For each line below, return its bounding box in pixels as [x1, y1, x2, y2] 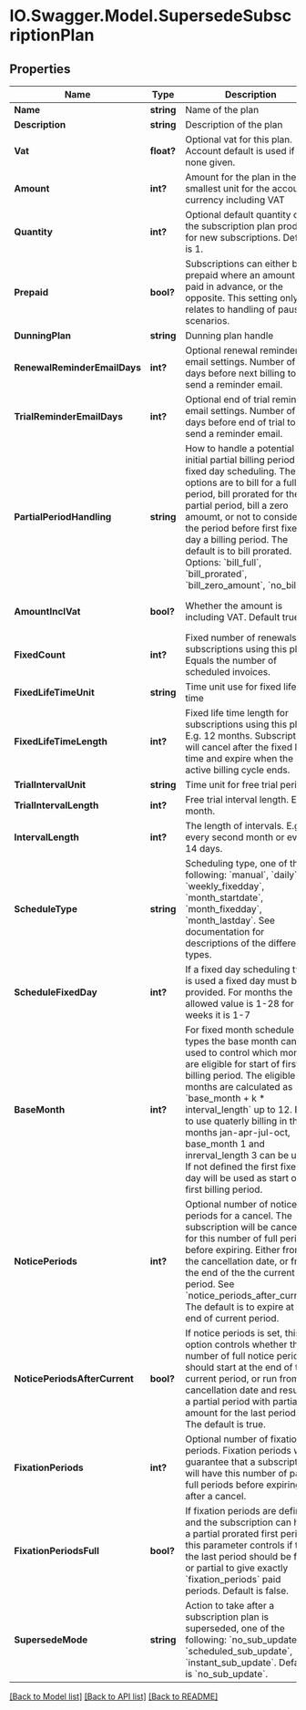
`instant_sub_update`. [185, 1656, 277, 1669]
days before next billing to [185, 367, 297, 379]
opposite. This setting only [185, 292, 299, 304]
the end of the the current [185, 1267, 295, 1279]
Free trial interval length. [185, 793, 290, 805]
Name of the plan [185, 104, 260, 116]
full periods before [185, 1478, 264, 1491]
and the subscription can [185, 1516, 291, 1529]
